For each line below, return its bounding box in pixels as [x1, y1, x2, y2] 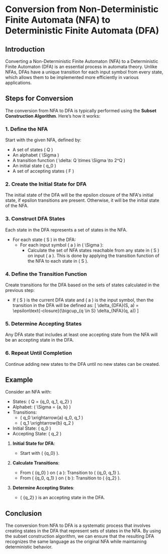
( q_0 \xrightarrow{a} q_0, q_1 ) [20, 415, 83, 421]
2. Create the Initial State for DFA [5, 181, 87, 188]
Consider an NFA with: [5, 389, 52, 395]
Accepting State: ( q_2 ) [12, 431, 62, 437]
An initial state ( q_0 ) [12, 163, 56, 169]
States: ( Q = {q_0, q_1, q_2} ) [12, 399, 72, 405]
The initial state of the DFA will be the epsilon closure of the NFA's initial [5, 192, 153, 198]
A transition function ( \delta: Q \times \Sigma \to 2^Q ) [12, 157, 126, 164]
